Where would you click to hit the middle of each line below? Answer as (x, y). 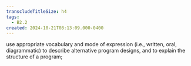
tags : (13, 17)
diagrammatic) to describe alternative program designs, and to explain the (96, 51)
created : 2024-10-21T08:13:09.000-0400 (55, 28)
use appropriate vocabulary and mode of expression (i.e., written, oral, (92, 44)
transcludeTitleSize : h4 (36, 11)
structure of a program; (34, 57)
